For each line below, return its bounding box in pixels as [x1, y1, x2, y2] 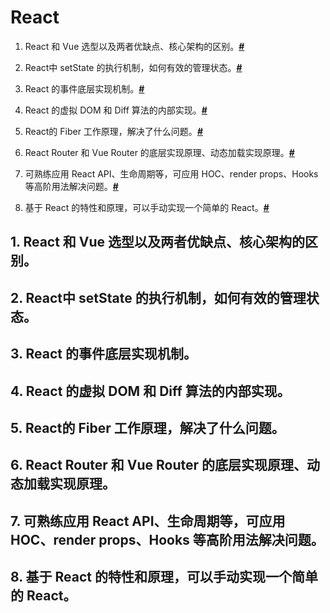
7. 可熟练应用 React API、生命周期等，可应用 [10, 512, 286, 530]
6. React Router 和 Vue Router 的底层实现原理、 [10, 457, 308, 474]
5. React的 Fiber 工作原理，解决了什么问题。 [10, 419, 285, 436]
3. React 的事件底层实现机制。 [10, 346, 197, 363]
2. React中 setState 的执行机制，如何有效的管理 [10, 289, 307, 306]
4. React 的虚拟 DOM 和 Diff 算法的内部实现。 [10, 382, 291, 400]
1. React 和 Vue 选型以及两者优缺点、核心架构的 [10, 234, 306, 251]
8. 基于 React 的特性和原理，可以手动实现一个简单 [10, 569, 319, 586]
